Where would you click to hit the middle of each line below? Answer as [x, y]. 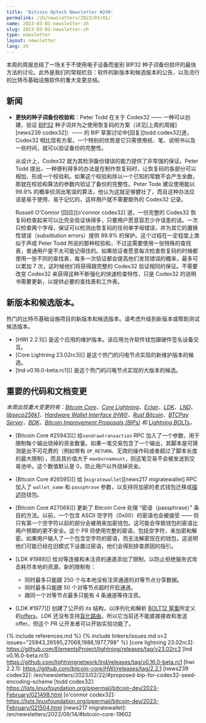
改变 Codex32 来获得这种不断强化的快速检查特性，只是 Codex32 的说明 [106, 273]
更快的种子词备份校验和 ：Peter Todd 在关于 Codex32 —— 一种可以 [100, 117]
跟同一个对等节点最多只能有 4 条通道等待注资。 [84, 595]
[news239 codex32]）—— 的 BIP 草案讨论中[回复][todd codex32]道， [104, 132]
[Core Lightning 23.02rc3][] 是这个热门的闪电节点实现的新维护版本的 [102, 354]
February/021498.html [34, 695]
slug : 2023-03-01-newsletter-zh [48, 29]
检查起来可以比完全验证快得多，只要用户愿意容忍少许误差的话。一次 [112, 220]
